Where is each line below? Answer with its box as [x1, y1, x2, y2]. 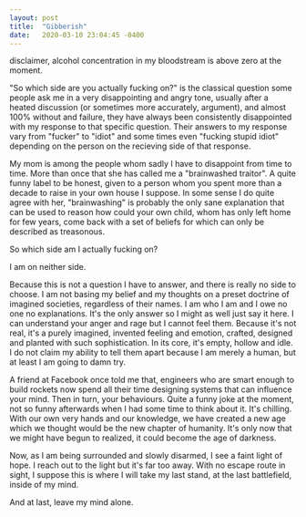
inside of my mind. [9, 480, 79, 491]
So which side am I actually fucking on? [9, 243, 158, 255]
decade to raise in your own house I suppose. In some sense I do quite [9, 188, 275, 199]
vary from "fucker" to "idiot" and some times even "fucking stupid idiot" [9, 131, 280, 142]
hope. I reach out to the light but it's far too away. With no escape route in [9, 460, 286, 470]
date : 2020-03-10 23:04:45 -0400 [9, 30, 145, 39]
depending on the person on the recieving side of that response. [9, 140, 251, 151]
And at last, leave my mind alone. [9, 497, 134, 508]
